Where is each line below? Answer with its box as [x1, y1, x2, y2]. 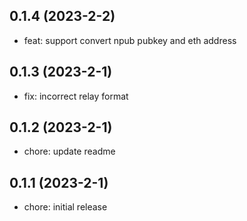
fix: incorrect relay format [23, 90, 129, 102]
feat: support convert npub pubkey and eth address [23, 34, 237, 46]
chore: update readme [23, 145, 116, 158]
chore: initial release [23, 201, 108, 213]
